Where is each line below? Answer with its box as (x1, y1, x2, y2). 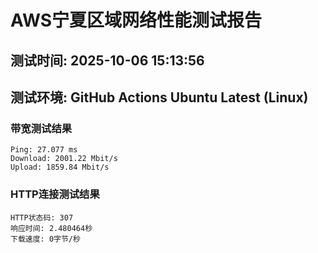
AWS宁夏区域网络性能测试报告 (10, 9, 263, 32)
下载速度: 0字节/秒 (10, 234, 81, 244)
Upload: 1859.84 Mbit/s (10, 162, 110, 173)
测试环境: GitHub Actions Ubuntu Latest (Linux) (10, 89, 309, 106)
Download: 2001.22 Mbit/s (10, 154, 118, 164)
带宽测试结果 (10, 121, 73, 135)
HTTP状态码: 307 (10, 212, 74, 223)
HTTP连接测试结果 (10, 187, 100, 201)
